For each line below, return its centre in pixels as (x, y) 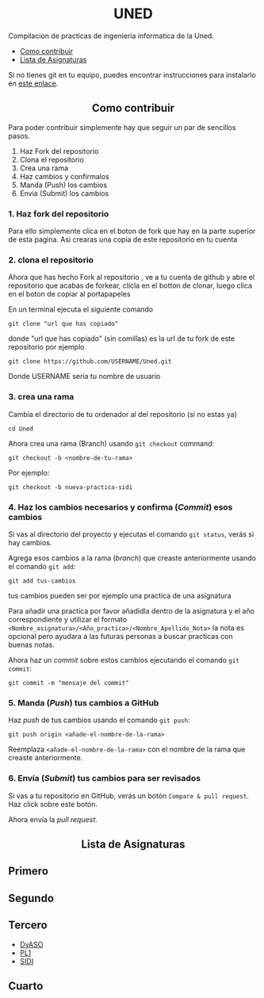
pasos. (19, 136)
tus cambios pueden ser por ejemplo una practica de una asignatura (120, 595)
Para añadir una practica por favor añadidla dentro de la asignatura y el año (132, 610)
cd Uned (21, 429)
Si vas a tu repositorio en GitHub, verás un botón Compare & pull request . (129, 795)
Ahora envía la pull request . (53, 819)
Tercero (28, 925)
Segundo (31, 898)
